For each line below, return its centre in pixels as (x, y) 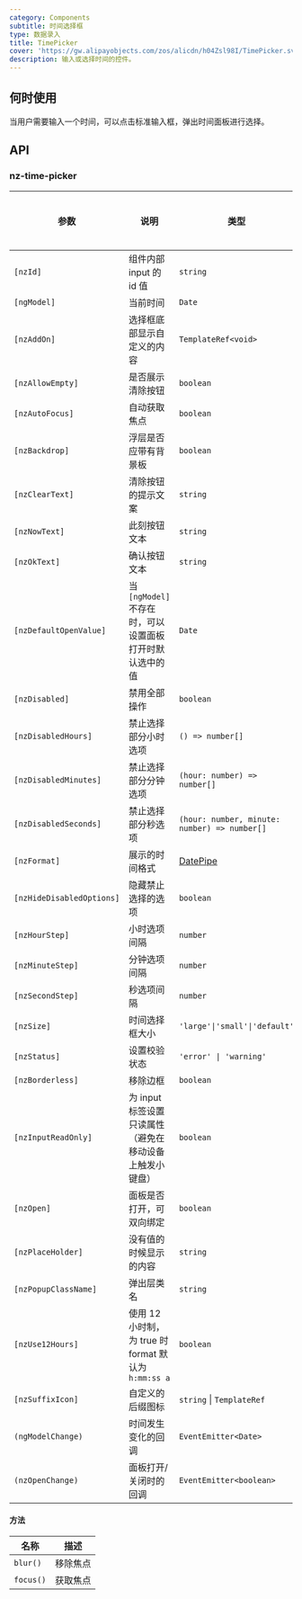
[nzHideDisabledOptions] (67, 898)
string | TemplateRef (222, 1399)
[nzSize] (32, 1026)
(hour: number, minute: (229, 819)
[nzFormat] (37, 861)
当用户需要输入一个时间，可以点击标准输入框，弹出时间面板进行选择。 (139, 121)
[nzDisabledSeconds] (58, 823)
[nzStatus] (37, 1056)
